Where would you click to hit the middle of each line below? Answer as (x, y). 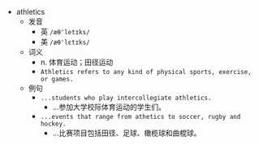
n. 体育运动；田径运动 (77, 62)
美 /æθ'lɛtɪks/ (65, 42)
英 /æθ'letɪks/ (65, 31)
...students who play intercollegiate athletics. (126, 98)
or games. (57, 79)
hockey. (53, 124)
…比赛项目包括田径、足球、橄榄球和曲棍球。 (127, 133)
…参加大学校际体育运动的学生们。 (109, 107)
